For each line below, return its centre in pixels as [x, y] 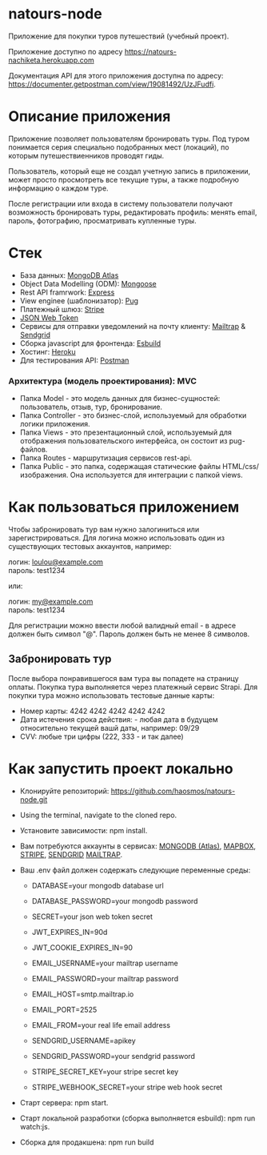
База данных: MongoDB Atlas [69, 275]
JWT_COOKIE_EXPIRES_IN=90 [82, 947]
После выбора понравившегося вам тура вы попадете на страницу [124, 678]
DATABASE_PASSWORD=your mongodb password [115, 900]
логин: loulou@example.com [56, 562]
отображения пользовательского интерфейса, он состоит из [124, 441]
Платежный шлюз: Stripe [62, 309]
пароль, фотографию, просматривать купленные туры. [103, 220]
